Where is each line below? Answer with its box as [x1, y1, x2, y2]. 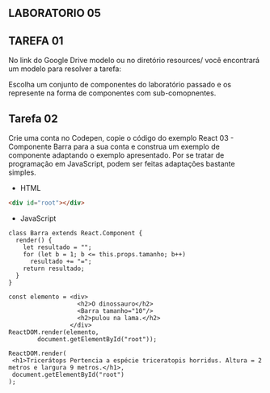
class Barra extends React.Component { [8, 229, 143, 237]
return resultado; [23, 264, 85, 273]
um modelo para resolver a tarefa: [8, 64, 122, 74]
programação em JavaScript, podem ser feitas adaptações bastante [8, 159, 236, 169]
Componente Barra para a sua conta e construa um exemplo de [8, 142, 220, 152]
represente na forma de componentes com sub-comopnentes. [8, 88, 217, 98]
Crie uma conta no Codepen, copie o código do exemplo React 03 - [8, 133, 234, 143]
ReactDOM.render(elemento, [8, 327, 99, 336]
